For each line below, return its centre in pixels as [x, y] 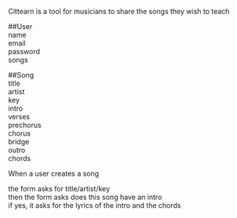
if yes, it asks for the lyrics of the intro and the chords [95, 205]
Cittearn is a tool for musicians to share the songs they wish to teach [119, 11]
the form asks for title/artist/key [59, 189]
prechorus [25, 125]
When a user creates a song [54, 173]
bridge [19, 142]
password [24, 51]
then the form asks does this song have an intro [85, 197]
